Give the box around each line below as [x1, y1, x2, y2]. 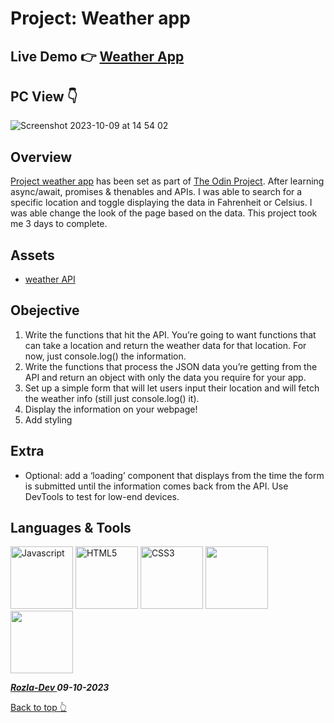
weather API [24, 273, 76, 286]
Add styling [24, 413, 73, 426]
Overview [10, 148, 73, 166]
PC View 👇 [10, 88, 78, 105]
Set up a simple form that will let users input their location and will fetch [24, 382, 320, 394]
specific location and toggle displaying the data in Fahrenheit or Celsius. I [10, 197, 313, 209]
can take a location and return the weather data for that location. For [24, 339, 307, 351]
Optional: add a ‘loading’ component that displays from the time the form [24, 469, 325, 481]
